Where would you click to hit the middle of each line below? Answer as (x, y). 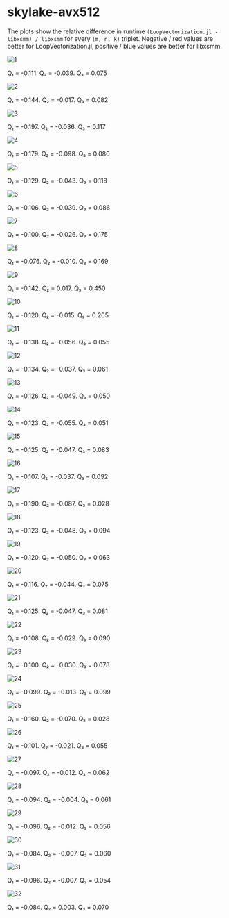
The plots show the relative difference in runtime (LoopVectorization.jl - (113, 31)
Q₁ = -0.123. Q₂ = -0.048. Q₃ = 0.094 (59, 530)
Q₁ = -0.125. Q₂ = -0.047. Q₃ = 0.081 (58, 611)
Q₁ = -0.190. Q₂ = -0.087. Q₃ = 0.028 (58, 503)
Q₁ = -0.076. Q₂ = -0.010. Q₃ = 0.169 (58, 261)
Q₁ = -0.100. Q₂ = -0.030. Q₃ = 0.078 (58, 665)
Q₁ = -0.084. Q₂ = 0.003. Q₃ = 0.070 (58, 907)
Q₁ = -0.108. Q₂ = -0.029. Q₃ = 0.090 (59, 638)
